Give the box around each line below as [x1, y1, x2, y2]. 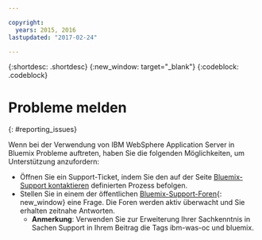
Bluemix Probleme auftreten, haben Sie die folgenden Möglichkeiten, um [8, 149, 245, 158]
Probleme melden [8, 99, 127, 116]
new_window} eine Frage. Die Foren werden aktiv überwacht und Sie [19, 198, 245, 207]
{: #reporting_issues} [8, 125, 78, 134]
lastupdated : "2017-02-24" [8, 33, 98, 41]
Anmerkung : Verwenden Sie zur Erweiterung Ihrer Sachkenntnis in [31, 215, 251, 224]
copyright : [8, 18, 44, 26]
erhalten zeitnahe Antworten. [19, 206, 115, 215]
